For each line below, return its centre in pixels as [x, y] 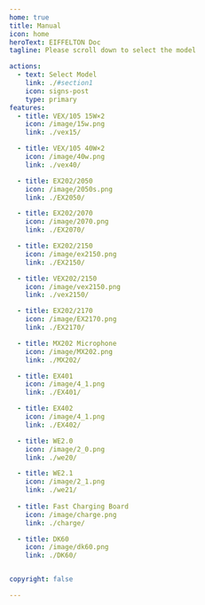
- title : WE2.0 [45, 441]
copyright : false [41, 579]
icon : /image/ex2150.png [71, 254]
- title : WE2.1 [45, 474]
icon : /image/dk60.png [67, 547]
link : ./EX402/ [53, 425]
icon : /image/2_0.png [65, 449]
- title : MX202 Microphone [67, 343]
